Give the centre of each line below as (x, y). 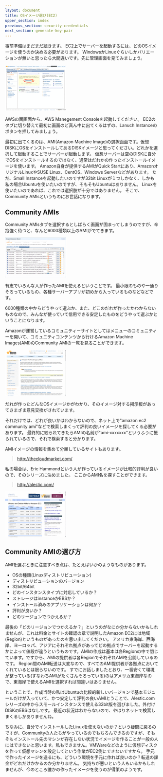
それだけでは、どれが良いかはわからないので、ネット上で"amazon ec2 (76, 420)
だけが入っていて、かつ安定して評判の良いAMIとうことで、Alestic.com (84, 698)
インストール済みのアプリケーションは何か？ (57, 604)
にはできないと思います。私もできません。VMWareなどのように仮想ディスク (81, 745)
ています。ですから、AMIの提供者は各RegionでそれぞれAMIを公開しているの (81, 657)
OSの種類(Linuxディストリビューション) (52, 575)
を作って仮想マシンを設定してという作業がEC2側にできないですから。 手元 (80, 751)
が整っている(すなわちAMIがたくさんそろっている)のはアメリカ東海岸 (74, 675)
